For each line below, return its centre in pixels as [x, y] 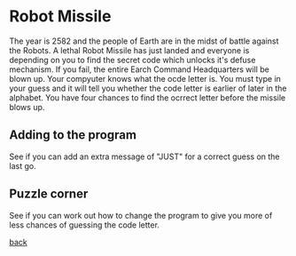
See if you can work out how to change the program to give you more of [141, 215]
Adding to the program [73, 135]
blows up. [27, 107]
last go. [23, 165]
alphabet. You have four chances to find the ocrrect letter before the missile [148, 97]
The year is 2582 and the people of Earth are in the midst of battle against [144, 41]
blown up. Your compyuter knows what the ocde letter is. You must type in [145, 78]
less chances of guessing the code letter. [84, 225]
